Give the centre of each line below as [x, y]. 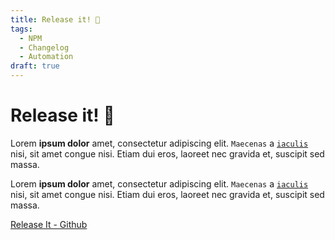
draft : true [35, 66]
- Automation [46, 57]
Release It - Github [49, 224]
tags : [21, 29]
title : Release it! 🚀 [55, 19]
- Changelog [44, 47]
